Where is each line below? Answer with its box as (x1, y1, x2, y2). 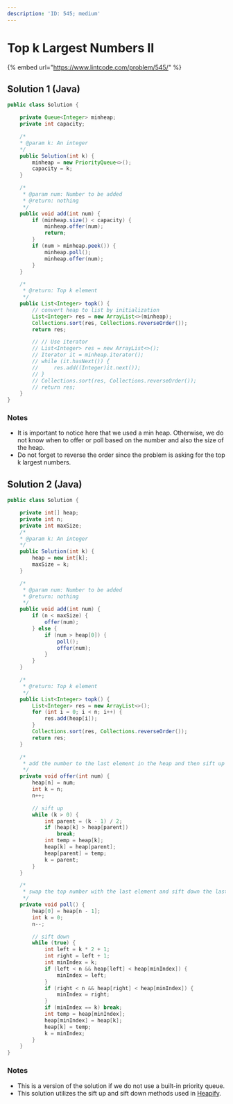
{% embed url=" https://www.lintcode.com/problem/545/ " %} (7, 63, 182, 72)
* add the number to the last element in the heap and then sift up (22, 760, 225, 767)
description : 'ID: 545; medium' (7, 10, 101, 17)
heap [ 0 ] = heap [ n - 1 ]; (32, 908, 101, 914)
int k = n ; (32, 786, 64, 793)
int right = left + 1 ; (44, 953, 110, 960)
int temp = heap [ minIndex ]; (44, 1011, 126, 1018)
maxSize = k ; (32, 561, 70, 568)
